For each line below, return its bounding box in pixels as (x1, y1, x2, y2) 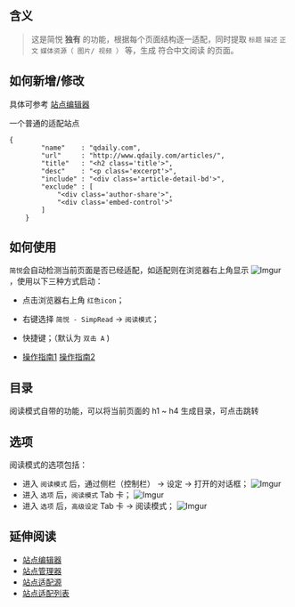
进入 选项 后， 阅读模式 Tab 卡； (21, 490, 132, 500)
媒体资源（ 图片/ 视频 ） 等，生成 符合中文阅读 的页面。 (39, 45, 239, 55)
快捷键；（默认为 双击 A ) (21, 333, 110, 344)
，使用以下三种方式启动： (9, 276, 103, 287)
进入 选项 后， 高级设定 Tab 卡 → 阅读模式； (21, 501, 176, 512)
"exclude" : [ (41, 182, 94, 191)
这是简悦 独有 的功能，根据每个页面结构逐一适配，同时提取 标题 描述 (30, 34, 278, 45)
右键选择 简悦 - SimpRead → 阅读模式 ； (21, 314, 160, 325)
